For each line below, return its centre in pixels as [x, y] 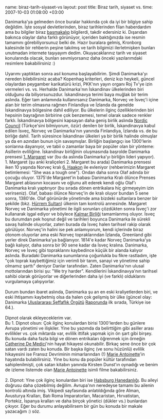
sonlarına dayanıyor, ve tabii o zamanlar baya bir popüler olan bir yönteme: [80, 146]
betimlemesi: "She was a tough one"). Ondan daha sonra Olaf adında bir [77, 172]
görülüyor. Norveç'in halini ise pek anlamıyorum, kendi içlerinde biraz [74, 230]
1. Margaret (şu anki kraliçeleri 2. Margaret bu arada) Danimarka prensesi [78, 162]
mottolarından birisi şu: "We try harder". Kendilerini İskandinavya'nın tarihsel [81, 271]
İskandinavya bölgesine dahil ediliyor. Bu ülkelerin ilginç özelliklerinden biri [80, 110]
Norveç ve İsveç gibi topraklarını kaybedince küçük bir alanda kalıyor [74, 250]
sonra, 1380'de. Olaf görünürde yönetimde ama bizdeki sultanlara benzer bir [81, 198]
